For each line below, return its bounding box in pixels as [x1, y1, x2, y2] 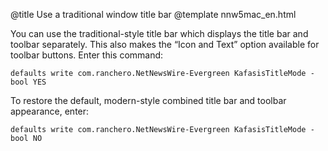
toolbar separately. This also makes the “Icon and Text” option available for [10, 39, 320, 50]
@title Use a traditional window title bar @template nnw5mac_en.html [10, 9, 297, 20]
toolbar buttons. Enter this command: [10, 49, 164, 61]
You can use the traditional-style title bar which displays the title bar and [10, 28, 309, 39]
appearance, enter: [10, 105, 90, 117]
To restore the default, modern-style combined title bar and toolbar [10, 95, 287, 106]
